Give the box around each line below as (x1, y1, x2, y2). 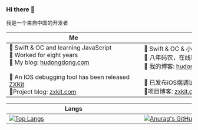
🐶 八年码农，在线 (144, 54, 191, 62)
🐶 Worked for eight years (9, 51, 78, 59)
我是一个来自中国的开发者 (6, 19, 68, 26)
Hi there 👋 (6, 5, 35, 14)
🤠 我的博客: (144, 62, 175, 71)
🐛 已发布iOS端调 (144, 79, 189, 87)
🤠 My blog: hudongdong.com (9, 58, 90, 66)
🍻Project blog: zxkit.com (9, 88, 77, 96)
